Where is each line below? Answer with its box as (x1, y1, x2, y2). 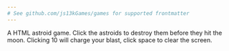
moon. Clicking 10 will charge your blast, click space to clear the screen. (7, 35, 212, 44)
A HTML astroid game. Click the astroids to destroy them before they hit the (7, 29, 223, 37)
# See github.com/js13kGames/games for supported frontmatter (7, 10, 190, 17)
